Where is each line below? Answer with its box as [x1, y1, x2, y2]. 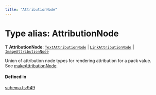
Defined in [5, 74, 27, 80]
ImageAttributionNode [5, 49, 49, 54]
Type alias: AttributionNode [5, 28, 119, 39]
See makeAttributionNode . [5, 63, 58, 68]
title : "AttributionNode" [5, 7, 57, 12]
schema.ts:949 [5, 84, 35, 90]
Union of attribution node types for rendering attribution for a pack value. [5, 58, 152, 63]
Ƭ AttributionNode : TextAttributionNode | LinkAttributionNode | [5, 44, 135, 50]
